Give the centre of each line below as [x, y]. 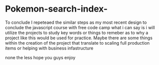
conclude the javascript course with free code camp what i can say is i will [80, 27]
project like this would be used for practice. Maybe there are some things [79, 38]
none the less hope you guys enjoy [40, 57]
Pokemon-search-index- [56, 9]
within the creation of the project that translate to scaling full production [78, 43]
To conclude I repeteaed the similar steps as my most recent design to [76, 22]
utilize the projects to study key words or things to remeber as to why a [77, 32]
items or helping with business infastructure [49, 48]
